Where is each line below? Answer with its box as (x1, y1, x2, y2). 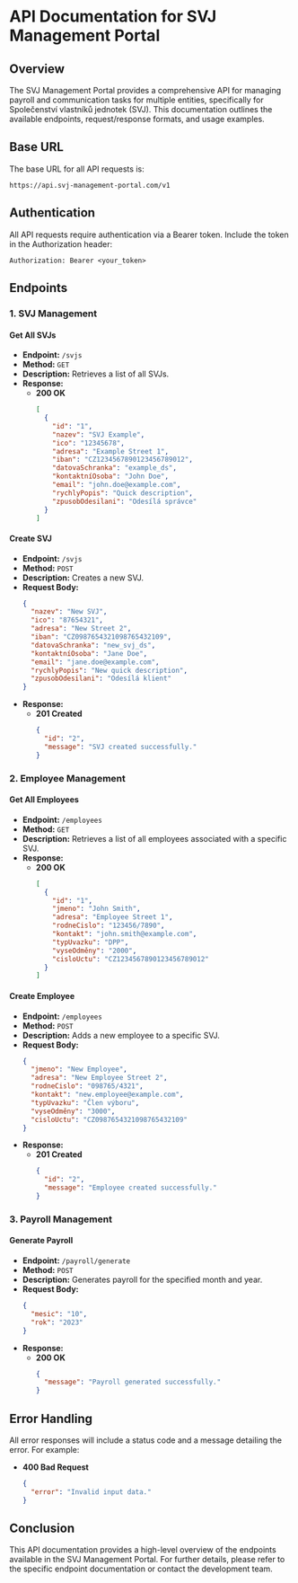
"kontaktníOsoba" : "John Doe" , (52, 472, 169, 482)
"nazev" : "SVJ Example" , (52, 429, 145, 439)
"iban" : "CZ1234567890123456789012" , (52, 455, 193, 464)
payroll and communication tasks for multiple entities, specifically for (9, 94, 264, 105)
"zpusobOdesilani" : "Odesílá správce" (52, 497, 197, 506)
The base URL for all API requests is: (9, 164, 145, 174)
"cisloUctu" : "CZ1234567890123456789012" (52, 954, 209, 963)
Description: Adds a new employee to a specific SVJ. (22, 1030, 220, 1040)
